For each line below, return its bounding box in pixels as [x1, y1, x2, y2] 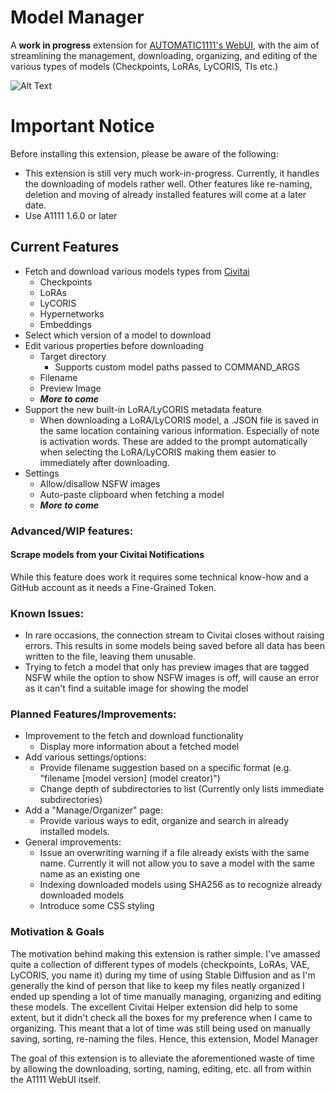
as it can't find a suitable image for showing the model [24, 682, 249, 695]
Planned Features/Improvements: [10, 707, 177, 721]
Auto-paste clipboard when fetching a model [39, 488, 225, 500]
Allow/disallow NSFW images [39, 477, 161, 490]
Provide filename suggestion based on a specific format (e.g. [39, 762, 292, 774]
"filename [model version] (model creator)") [39, 772, 221, 785]
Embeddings [39, 318, 92, 330]
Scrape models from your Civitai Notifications [10, 549, 205, 561]
